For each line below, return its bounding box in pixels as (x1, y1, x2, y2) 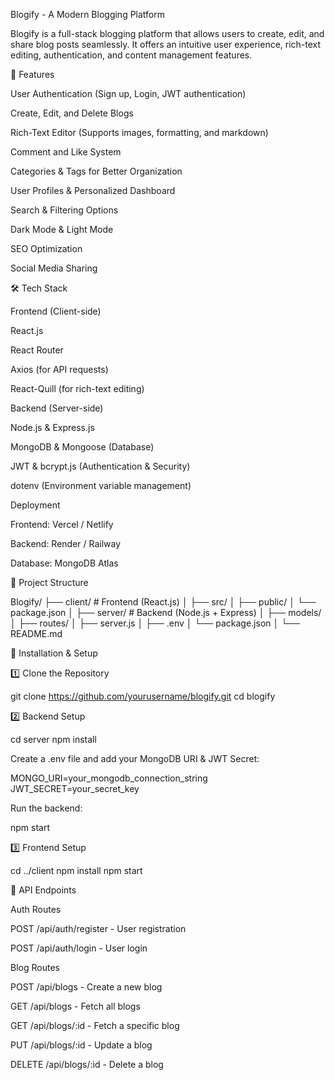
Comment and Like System (10, 146, 122, 158)
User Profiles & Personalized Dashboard (10, 185, 176, 196)
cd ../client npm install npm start (10, 865, 143, 876)
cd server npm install (10, 734, 97, 745)
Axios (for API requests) (10, 364, 109, 375)
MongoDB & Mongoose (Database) (10, 441, 155, 453)
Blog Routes (10, 962, 60, 973)
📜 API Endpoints (10, 884, 77, 896)
